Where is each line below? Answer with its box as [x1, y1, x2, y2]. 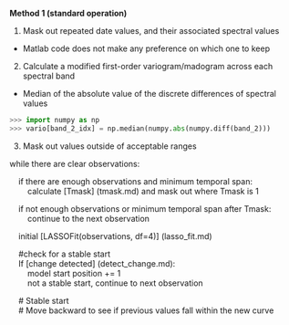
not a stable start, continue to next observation [26, 278, 203, 288]
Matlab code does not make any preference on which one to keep [22, 43, 271, 54]
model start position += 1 [26, 267, 121, 278]
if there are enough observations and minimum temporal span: [17, 175, 253, 186]
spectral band [22, 70, 76, 81]
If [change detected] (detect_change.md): [17, 257, 176, 268]
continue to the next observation [26, 213, 150, 224]
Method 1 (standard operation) [9, 8, 128, 18]
